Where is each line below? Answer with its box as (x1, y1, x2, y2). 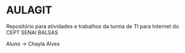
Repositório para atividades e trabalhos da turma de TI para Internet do (6, 23, 179, 30)
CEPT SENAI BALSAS (6, 29, 59, 36)
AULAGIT (6, 3, 52, 17)
